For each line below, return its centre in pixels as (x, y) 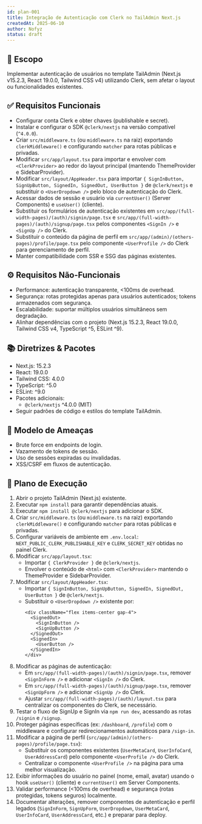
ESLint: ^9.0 (30, 392)
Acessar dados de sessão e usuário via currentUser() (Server (93, 197)
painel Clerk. (32, 550)
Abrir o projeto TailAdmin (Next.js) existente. (71, 498)
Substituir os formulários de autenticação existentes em (85, 211)
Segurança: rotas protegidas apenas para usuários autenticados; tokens (106, 296)
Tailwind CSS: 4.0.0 (40, 379)
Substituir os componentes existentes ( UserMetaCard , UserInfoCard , (109, 750)
